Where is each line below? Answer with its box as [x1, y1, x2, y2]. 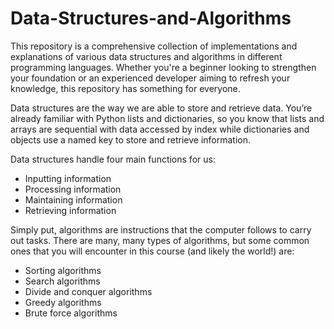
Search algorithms [24, 275, 101, 287]
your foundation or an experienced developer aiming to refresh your [10, 72, 291, 84]
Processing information [24, 183, 122, 195]
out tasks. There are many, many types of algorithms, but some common [10, 234, 310, 246]
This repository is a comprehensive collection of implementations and [10, 40, 298, 52]
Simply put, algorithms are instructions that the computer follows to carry [10, 223, 312, 236]
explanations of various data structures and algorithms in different [10, 50, 283, 62]
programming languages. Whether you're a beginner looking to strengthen [10, 61, 317, 73]
